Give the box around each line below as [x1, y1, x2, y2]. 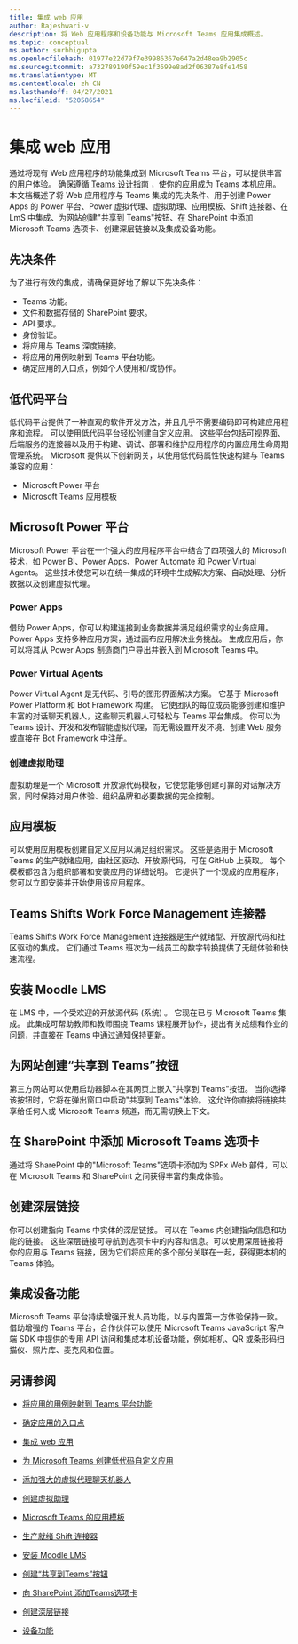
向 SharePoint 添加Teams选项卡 [21, 1588, 138, 1599]
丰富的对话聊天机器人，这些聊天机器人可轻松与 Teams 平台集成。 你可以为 [9, 710, 281, 721]
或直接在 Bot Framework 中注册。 [9, 733, 131, 743]
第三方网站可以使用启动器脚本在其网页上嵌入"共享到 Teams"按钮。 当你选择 [9, 1083, 286, 1094]
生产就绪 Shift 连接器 [21, 1531, 98, 1542]
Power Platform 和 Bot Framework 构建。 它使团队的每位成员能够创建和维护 [9, 700, 286, 710]
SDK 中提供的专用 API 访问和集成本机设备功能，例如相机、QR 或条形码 [19, 1334, 278, 1344]
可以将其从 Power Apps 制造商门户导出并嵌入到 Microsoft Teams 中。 [9, 645, 263, 655]
